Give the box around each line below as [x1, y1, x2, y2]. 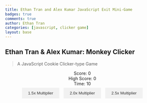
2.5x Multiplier [111, 90, 137, 96]
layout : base [5, 30, 32, 35]
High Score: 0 [68, 75, 97, 81]
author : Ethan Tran [5, 21, 45, 26]
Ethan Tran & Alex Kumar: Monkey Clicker [5, 48, 135, 56]
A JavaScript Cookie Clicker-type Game [17, 61, 98, 66]
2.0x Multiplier [69, 90, 96, 96]
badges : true [5, 12, 32, 17]
